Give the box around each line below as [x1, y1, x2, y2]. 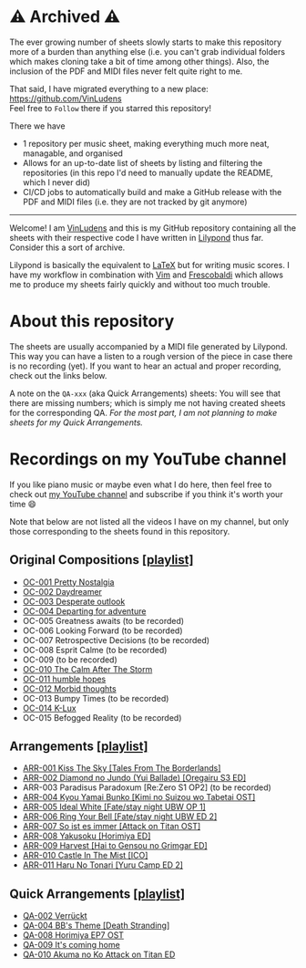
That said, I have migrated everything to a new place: [9, 83, 209, 94]
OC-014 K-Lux [22, 703, 76, 713]
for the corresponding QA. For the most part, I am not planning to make [9, 407, 278, 418]
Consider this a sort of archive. [9, 242, 126, 253]
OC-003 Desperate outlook [22, 596, 126, 607]
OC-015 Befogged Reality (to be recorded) [22, 712, 182, 723]
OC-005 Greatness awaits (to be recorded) [22, 615, 185, 626]
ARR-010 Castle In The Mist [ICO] [22, 850, 148, 861]
